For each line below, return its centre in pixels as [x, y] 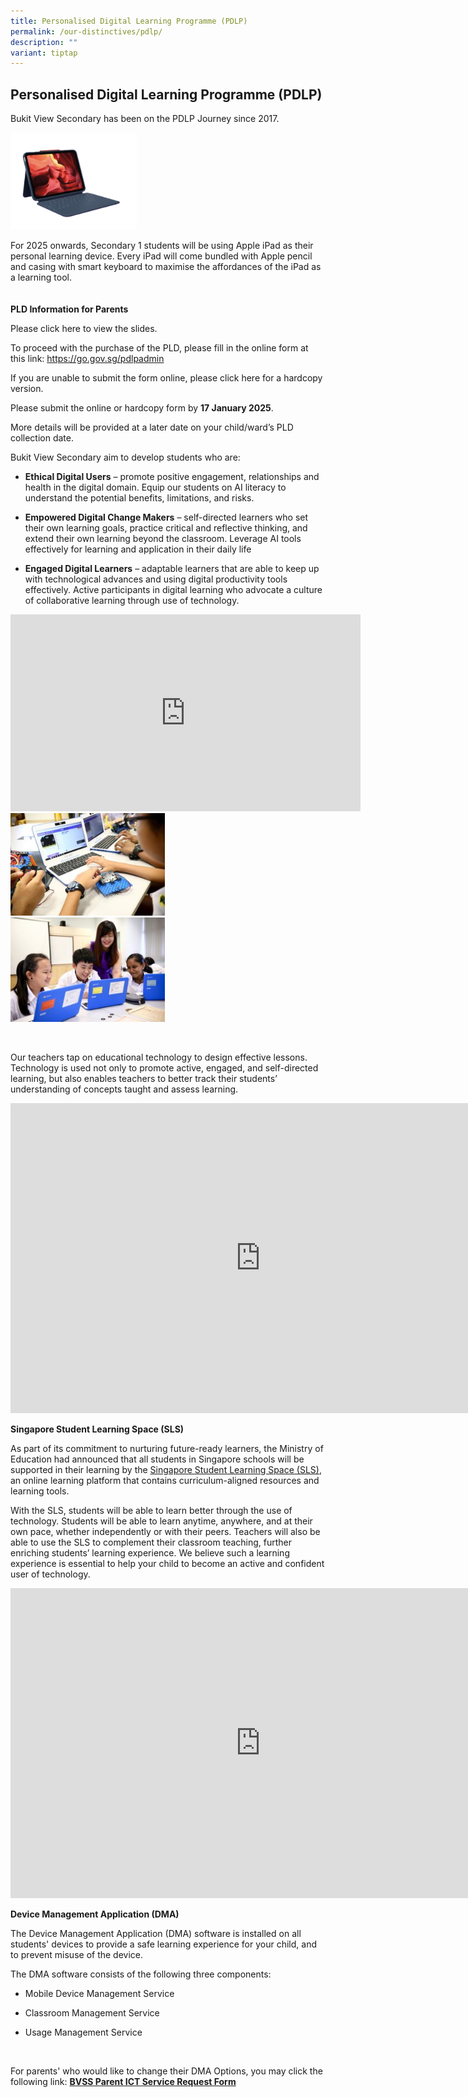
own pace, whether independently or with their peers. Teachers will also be [165, 1532]
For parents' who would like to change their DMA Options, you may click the [166, 2071]
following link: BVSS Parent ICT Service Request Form [123, 2082]
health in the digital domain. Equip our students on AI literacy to [155, 487]
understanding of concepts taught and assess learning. [124, 1089]
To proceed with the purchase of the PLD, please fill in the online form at [159, 347]
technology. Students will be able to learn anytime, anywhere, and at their [161, 1521]
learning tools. [40, 1491]
